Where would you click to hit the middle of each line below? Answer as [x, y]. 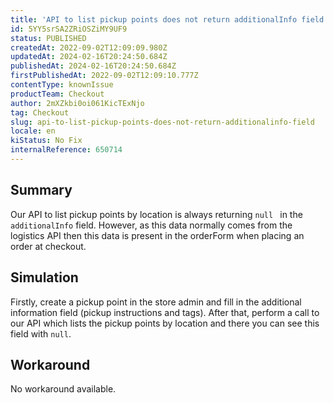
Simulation [44, 277]
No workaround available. [63, 389]
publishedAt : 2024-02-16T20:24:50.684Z [93, 66]
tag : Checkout [40, 112]
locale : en [33, 131]
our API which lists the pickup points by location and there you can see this [165, 323]
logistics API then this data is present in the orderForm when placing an [157, 235]
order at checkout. [48, 246]
